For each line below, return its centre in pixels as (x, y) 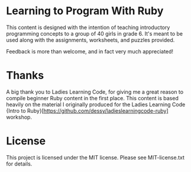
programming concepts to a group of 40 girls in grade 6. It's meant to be (95, 33)
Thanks (25, 76)
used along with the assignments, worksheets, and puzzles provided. (90, 40)
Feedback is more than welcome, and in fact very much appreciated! (90, 51)
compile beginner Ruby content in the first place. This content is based (92, 98)
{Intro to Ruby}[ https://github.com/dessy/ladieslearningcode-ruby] (87, 110)
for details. (19, 164)
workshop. (19, 117)
